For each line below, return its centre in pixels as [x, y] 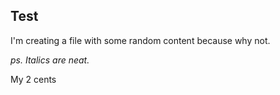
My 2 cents [33, 79]
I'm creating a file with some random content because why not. [140, 40]
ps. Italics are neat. [50, 60]
